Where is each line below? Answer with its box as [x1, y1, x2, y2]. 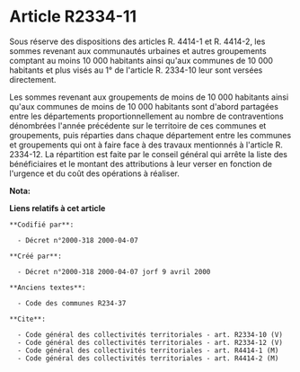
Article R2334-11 [9, 6, 137, 27]
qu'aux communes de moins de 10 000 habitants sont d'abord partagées [9, 101, 278, 111]
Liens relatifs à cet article [9, 202, 106, 213]
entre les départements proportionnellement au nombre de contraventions [9, 111, 285, 121]
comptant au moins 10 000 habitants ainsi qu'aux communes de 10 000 [9, 55, 274, 66]
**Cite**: [9, 314, 47, 323]
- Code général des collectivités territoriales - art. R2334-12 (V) [17, 338, 283, 347]
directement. [9, 74, 57, 84]
